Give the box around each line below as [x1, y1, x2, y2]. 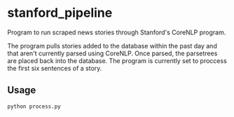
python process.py [7, 103, 61, 110]
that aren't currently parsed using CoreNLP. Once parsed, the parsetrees [7, 49, 218, 57]
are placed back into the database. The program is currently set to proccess [7, 56, 228, 64]
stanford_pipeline [7, 5, 113, 21]
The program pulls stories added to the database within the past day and [7, 41, 217, 50]
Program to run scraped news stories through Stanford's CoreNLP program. [7, 28, 226, 36]
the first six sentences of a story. [7, 64, 102, 72]
